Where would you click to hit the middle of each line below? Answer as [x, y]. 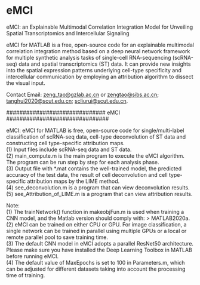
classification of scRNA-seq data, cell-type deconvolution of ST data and [96, 137]
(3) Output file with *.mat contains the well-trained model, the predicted [94, 168]
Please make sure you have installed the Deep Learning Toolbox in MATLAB [99, 250]
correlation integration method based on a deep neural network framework [98, 51]
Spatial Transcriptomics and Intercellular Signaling [68, 33]
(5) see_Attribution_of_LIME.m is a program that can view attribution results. [99, 194]
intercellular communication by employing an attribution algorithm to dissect [100, 76]
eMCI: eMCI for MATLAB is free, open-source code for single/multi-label [95, 130]
